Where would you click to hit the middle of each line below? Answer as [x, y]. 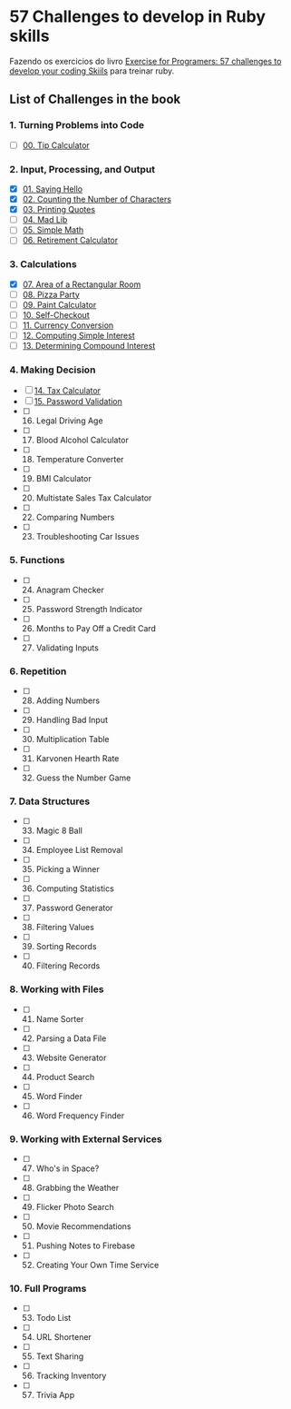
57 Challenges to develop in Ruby [137, 17]
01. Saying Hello [53, 189]
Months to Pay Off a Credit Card [96, 628]
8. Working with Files [57, 989]
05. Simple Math [53, 230]
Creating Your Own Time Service [97, 1265]
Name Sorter [60, 1018]
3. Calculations [43, 264]
